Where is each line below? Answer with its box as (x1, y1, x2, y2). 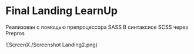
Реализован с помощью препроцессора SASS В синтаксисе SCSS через (5, 23, 189, 31)
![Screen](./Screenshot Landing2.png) (5, 41, 98, 48)
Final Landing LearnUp (5, 4, 118, 18)
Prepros (5, 29, 25, 36)
